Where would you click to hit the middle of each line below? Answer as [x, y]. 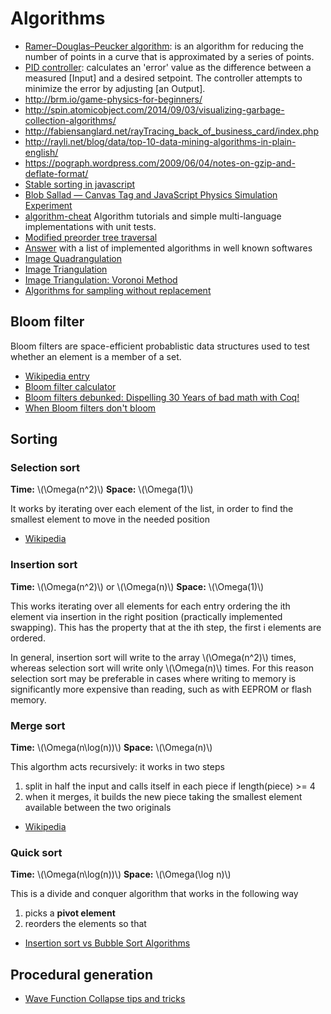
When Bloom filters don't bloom [90, 408]
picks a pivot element [70, 913]
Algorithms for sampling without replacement [118, 290]
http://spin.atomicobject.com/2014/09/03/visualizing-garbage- [154, 109]
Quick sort [36, 852]
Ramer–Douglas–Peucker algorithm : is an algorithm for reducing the [164, 46]
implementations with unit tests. [90, 226]
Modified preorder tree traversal [91, 237]
